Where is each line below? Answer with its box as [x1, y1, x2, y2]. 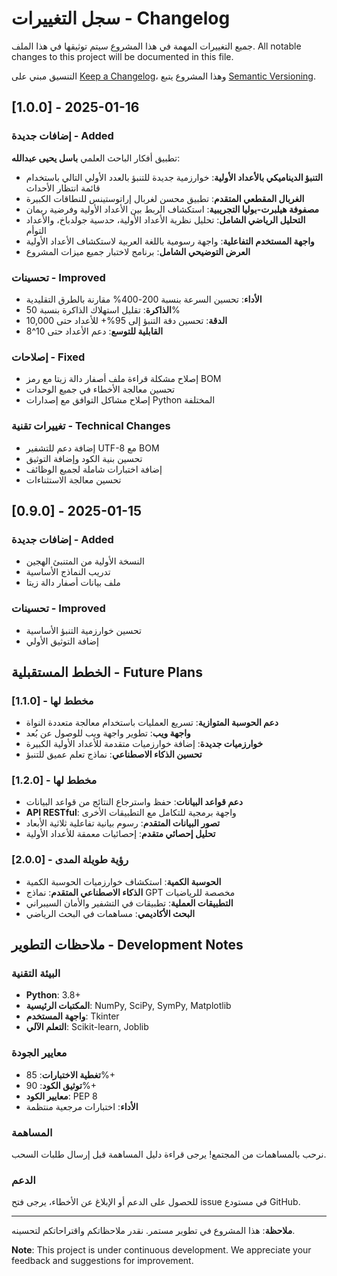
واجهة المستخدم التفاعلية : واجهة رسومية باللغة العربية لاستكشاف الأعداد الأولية [25, 235, 315, 247]
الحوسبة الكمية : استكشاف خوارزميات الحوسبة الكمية [25, 875, 222, 887]
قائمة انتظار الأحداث [25, 182, 101, 194]
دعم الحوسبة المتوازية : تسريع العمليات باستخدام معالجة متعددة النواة [25, 717, 279, 729]
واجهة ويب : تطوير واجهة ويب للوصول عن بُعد [25, 727, 191, 739]
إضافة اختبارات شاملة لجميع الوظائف [25, 463, 163, 475]
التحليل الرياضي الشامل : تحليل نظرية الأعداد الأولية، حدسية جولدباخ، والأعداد [25, 213, 306, 226]
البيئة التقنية [11, 967, 61, 981]
